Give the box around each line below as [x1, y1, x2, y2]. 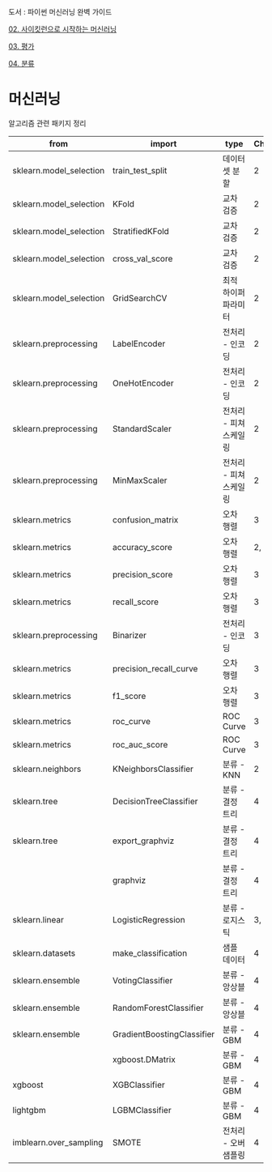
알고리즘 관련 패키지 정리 [8, 118, 87, 128]
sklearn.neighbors [12, 763, 82, 774]
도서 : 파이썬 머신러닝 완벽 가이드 [8, 7, 113, 16]
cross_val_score [112, 253, 173, 264]
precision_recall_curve [112, 663, 198, 674]
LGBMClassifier [112, 1104, 172, 1115]
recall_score [112, 596, 159, 607]
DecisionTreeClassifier [112, 795, 198, 807]
